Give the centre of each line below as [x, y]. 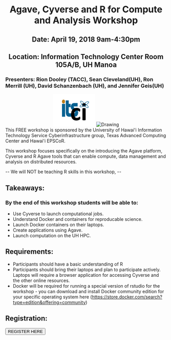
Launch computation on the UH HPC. [52, 235]
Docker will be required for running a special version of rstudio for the [86, 286]
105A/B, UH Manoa [86, 64]
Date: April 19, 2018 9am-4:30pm [86, 39]
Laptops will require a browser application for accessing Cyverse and [86, 275]
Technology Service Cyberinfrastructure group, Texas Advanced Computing [86, 136]
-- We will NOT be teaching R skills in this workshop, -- [63, 172]
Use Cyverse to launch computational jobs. [58, 214]
